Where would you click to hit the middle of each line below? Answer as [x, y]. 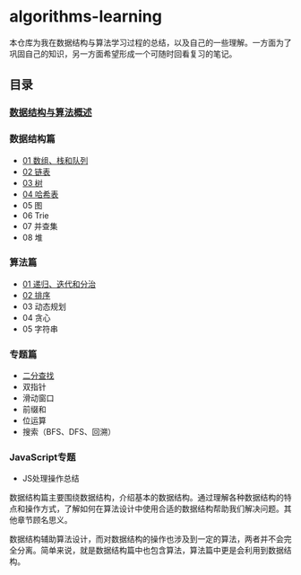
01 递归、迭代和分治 [59, 284]
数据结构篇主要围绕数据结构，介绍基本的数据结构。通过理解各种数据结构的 [146, 498]
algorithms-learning [86, 17]
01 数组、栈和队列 [55, 160]
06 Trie [35, 215]
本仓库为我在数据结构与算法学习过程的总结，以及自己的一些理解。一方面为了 [150, 42]
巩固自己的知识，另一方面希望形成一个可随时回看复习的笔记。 [123, 53]
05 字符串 [40, 329]
